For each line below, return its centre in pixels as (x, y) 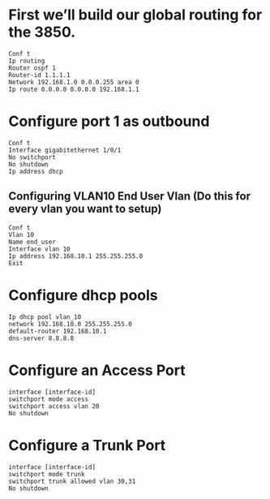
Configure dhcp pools (83, 295)
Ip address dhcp (36, 171)
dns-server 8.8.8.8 (41, 338)
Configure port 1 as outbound (109, 121)
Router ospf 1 (32, 68)
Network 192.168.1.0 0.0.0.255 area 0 (74, 82)
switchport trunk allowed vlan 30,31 (72, 481)
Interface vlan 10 (39, 249)
